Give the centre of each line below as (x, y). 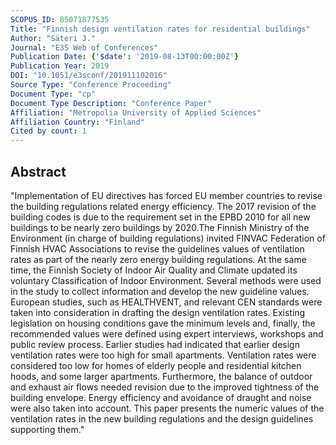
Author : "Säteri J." (53, 38)
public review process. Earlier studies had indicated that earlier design (155, 344)
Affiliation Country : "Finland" (77, 122)
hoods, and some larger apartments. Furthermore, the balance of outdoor (161, 376)
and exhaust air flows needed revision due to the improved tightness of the (165, 387)
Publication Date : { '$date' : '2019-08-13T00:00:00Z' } (125, 57)
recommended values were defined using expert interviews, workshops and (167, 333)
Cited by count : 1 (48, 131)
